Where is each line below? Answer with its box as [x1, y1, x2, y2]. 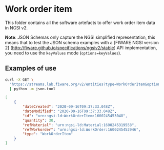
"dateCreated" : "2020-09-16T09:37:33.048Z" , [22, 104, 115, 109]
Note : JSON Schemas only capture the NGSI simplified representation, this [5, 34, 155, 40]
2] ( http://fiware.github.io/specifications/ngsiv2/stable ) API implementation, [5, 45, 157, 50]
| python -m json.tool [9, 86, 56, 91]
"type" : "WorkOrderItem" [22, 131, 73, 137]
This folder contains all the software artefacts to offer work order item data [5, 20, 155, 25]
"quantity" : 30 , [22, 118, 56, 123]
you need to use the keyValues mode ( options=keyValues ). [5, 50, 122, 56]
